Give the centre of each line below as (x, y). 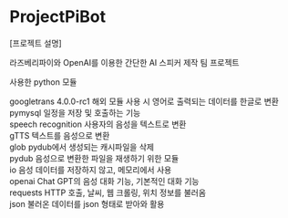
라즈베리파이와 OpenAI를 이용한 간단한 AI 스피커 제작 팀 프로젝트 (124, 62)
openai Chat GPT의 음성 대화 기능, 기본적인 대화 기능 (104, 181)
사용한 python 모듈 (43, 82)
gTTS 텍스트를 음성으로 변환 (60, 135)
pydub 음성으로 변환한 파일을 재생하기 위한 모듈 (94, 158)
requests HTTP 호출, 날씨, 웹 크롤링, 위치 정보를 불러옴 (108, 192)
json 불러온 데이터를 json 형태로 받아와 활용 (87, 203)
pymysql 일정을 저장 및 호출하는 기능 (75, 112)
